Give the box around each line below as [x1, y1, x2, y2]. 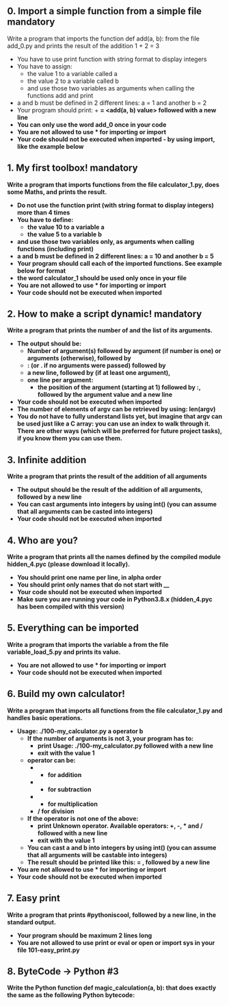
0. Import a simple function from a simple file [7, 5, 202, 17]
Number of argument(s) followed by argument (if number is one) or [27, 347, 221, 355]
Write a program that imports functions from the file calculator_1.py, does [7, 180, 220, 188]
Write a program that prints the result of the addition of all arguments [7, 472, 207, 480]
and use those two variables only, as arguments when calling [16, 237, 195, 245]
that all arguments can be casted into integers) [16, 507, 153, 516]
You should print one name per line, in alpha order [16, 574, 162, 582]
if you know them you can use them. [16, 434, 123, 443]
